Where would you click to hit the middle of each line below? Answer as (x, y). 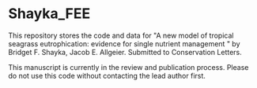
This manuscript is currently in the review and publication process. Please (128, 67)
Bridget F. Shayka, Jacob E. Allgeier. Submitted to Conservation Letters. (125, 52)
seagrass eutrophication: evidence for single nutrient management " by (124, 43)
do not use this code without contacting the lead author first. (107, 75)
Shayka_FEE (49, 14)
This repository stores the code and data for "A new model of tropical (121, 35)
